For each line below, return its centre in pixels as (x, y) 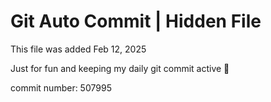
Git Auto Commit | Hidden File (136, 21)
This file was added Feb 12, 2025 (78, 49)
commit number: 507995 (61, 87)
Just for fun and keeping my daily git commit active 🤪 (120, 68)
